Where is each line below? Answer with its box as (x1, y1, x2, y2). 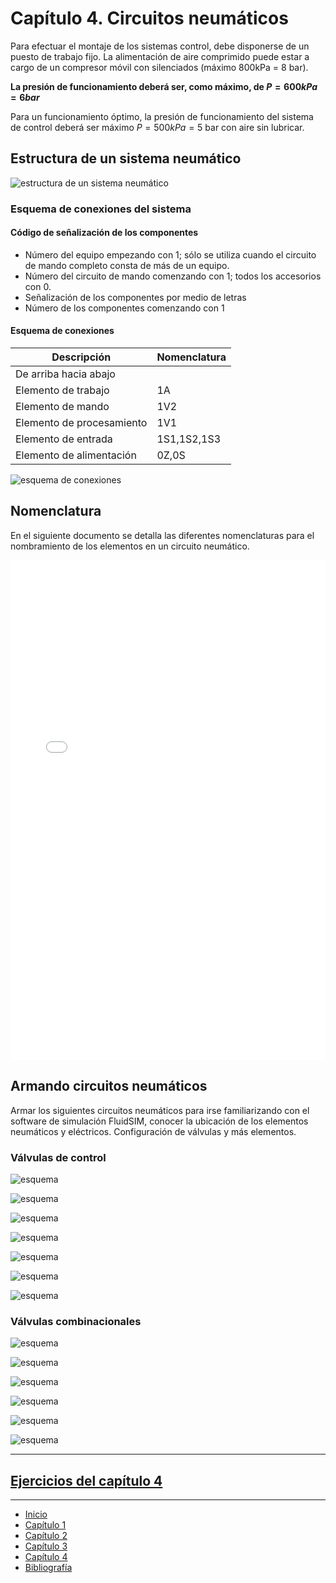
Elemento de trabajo (15, 383, 110, 397)
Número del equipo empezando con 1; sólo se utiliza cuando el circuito (24, 248, 317, 261)
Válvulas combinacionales (10, 1314, 142, 1328)
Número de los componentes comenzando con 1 (24, 302, 225, 314)
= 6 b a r (10, 91, 40, 103)
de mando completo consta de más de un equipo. (24, 259, 230, 271)
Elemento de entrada (15, 432, 113, 446)
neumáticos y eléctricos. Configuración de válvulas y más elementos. (10, 1125, 297, 1137)
